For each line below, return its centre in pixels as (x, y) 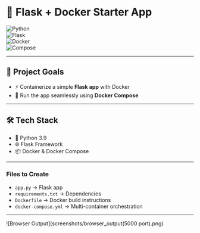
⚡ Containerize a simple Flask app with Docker (72, 86)
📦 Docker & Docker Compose (52, 151)
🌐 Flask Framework (39, 144)
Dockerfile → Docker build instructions (63, 200)
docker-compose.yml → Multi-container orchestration (79, 206)
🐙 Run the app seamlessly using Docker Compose (76, 95)
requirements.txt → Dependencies (58, 194)
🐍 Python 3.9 (31, 138)
